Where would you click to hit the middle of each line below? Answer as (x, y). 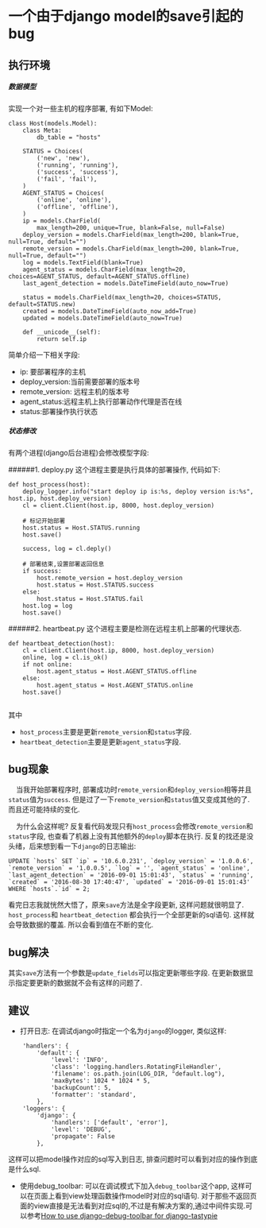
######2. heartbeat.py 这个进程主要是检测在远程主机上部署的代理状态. (125, 628)
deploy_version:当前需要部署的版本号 (80, 382)
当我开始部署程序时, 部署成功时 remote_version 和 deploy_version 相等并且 (134, 790)
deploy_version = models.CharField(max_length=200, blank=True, (131, 234)
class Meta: (42, 130)
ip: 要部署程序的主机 (52, 371)
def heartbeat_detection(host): (62, 643)
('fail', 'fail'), (67, 179)
